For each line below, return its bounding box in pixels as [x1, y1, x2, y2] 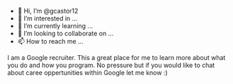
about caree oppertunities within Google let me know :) [7, 68, 168, 77]
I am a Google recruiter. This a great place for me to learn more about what [7, 54, 226, 61]
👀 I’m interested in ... [17, 14, 78, 23]
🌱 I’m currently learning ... [17, 22, 93, 30]
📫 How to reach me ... [17, 37, 84, 45]
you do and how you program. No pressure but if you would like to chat [7, 61, 215, 69]
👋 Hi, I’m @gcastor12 [17, 7, 79, 15]
